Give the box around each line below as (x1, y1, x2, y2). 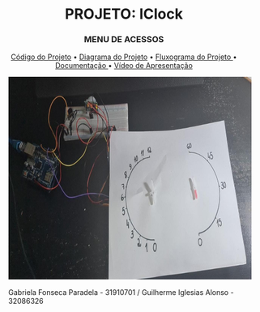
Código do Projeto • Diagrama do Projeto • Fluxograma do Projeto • (11, 52, 237, 62)
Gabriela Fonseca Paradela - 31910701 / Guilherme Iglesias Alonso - (7, 288, 234, 297)
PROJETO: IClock (64, 5, 184, 24)
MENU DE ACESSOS (83, 34, 164, 45)
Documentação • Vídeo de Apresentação (55, 61, 193, 71)
